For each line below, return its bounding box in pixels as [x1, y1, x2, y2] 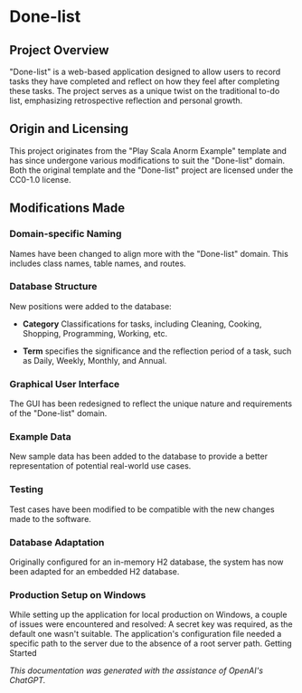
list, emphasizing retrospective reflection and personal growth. [9, 95, 243, 106]
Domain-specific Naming [9, 228, 122, 241]
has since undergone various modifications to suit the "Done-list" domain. [9, 155, 286, 166]
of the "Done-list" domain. [9, 408, 108, 419]
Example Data [9, 431, 72, 443]
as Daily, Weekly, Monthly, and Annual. [22, 355, 167, 365]
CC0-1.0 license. [9, 174, 71, 185]
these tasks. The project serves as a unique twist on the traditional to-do [9, 86, 280, 96]
